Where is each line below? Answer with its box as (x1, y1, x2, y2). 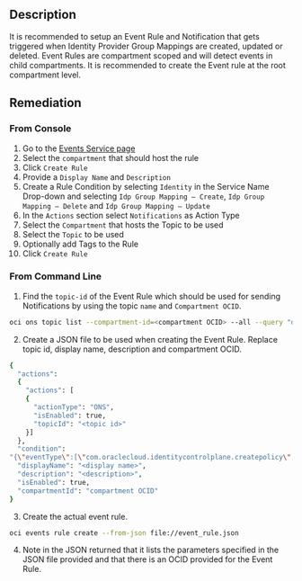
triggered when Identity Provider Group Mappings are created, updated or (9, 40, 283, 51)
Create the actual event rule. (22, 511, 129, 522)
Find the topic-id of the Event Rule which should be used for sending (22, 290, 281, 301)
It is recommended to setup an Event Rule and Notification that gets (9, 31, 261, 41)
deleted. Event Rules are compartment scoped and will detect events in (9, 49, 273, 61)
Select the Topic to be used (22, 228, 124, 239)
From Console (9, 122, 72, 135)
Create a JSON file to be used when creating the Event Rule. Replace (22, 334, 279, 344)
